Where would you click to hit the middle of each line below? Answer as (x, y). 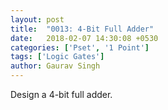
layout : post (37, 19)
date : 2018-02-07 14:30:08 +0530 (84, 38)
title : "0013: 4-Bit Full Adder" (82, 29)
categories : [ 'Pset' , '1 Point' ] (80, 47)
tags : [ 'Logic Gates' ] (57, 57)
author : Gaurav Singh (55, 66)
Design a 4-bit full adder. (61, 94)
